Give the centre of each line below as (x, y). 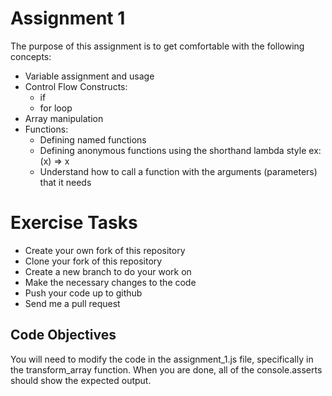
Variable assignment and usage (89, 76)
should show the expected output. (81, 380)
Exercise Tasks (74, 223)
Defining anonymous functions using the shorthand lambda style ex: (180, 150)
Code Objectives (63, 335)
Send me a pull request (72, 303)
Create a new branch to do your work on (108, 271)
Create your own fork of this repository (105, 250)
